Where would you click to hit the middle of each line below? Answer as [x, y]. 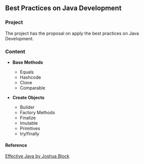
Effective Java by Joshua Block [37, 156]
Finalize [28, 118]
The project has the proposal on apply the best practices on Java [72, 33]
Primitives [30, 128]
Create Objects [28, 97]
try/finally [30, 134]
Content [15, 51]
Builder [27, 107]
